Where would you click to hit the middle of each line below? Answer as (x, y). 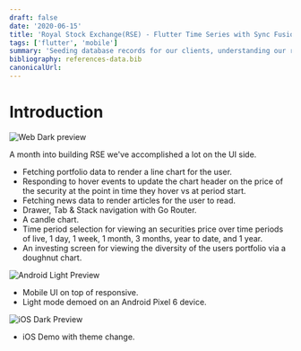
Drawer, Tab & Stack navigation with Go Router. (109, 210)
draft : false (34, 18)
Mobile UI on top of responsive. (80, 292)
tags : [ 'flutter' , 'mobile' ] (64, 43)
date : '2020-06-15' (46, 26)
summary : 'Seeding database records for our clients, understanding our (148, 51)
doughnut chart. (52, 258)
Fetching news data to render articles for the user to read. (129, 200)
